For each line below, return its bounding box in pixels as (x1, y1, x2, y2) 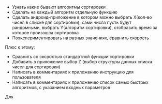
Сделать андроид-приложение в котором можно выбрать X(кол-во (12, 15, 152, 20)
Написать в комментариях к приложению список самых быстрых (12, 79, 149, 85)
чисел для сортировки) (12, 64, 60, 70)
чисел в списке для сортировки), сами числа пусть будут (12, 19, 132, 25)
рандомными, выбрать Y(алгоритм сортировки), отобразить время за (12, 25, 158, 30)
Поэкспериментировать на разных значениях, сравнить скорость (12, 35, 149, 41)
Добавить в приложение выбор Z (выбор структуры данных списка (12, 59, 152, 64)
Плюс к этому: (5, 45, 35, 50)
